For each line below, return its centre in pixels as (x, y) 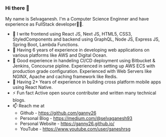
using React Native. (33, 87)
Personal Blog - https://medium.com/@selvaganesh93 (76, 118)
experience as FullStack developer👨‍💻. (44, 24)
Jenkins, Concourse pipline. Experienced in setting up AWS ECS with (84, 66)
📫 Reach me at (28, 106)
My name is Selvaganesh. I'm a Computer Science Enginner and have (77, 19)
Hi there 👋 (18, 8)
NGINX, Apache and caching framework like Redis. (65, 77)
